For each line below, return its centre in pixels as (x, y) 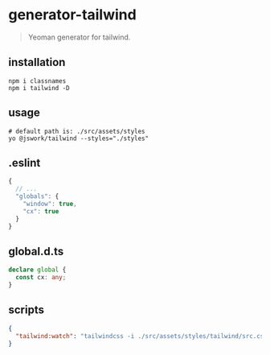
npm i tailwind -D (39, 88)
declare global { (37, 270)
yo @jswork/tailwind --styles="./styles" (79, 138)
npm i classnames (37, 81)
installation (37, 62)
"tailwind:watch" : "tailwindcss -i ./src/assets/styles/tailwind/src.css (141, 336)
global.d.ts (36, 251)
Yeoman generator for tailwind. (79, 37)
